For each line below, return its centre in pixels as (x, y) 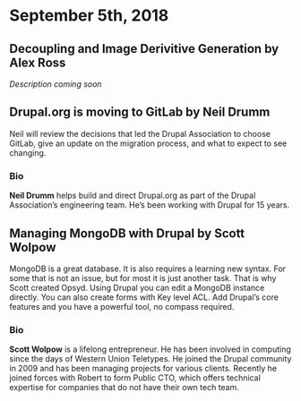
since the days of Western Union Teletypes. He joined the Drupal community (150, 359)
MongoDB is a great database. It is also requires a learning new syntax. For (148, 269)
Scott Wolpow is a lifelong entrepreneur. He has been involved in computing (150, 349)
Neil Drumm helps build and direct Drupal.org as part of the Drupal (133, 196)
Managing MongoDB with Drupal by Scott (127, 233)
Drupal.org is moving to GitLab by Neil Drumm (140, 112)
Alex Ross (38, 62)
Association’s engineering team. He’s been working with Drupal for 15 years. (149, 205)
